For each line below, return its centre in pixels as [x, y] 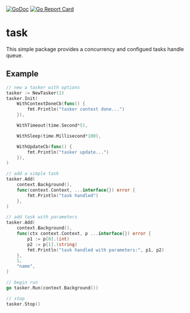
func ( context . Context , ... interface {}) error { [76, 190]
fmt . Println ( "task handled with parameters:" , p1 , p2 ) [96, 250]
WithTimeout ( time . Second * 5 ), [52, 125]
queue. [15, 55]
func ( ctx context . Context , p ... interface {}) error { [84, 234]
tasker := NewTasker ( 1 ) [35, 93]
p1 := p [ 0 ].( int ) [48, 239]
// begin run [22, 282]
